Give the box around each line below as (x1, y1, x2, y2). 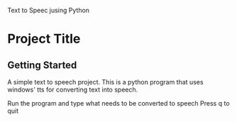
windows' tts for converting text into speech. (7, 85, 138, 94)
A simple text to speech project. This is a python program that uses (7, 78, 204, 86)
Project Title (7, 31, 81, 47)
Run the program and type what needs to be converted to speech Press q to (7, 99, 230, 107)
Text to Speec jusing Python (7, 6, 90, 14)
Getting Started (7, 59, 77, 71)
